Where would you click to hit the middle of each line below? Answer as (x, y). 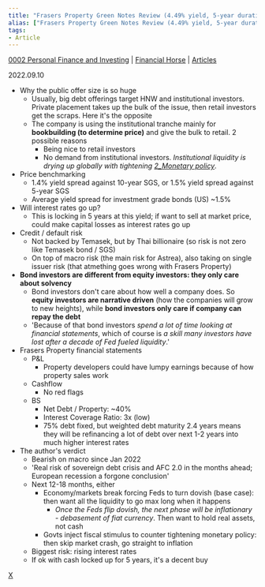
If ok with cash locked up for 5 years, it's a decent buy (120, 560)
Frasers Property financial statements (80, 350)
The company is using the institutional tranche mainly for (124, 124)
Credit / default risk (51, 233)
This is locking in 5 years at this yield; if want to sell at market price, (141, 216)
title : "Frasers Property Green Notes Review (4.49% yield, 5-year (121, 15)
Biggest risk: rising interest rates (84, 551)
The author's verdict (52, 451)
